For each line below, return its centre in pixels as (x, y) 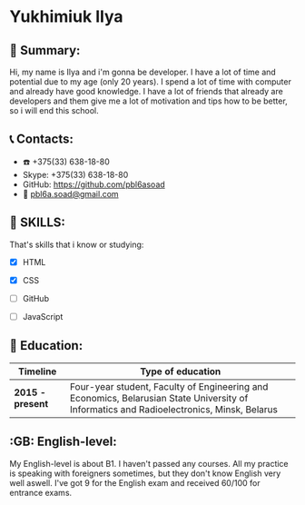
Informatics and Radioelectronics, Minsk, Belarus (174, 409)
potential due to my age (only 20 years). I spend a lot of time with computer (151, 82)
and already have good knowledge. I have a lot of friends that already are (146, 91)
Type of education (181, 371)
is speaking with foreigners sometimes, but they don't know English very (145, 473)
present (31, 403)
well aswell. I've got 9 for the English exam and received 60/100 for (135, 482)
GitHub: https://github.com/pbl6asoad (93, 184)
